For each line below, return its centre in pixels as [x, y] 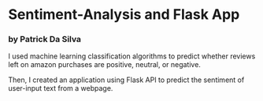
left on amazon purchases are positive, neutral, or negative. [104, 65]
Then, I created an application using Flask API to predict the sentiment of [126, 80]
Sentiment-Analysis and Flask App [124, 15]
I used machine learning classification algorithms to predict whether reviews [132, 56]
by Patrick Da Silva [44, 39]
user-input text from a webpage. [61, 88]
